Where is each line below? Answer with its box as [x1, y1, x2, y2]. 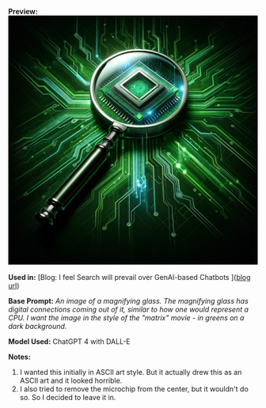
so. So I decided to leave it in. [19, 393, 116, 402]
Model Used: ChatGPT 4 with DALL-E [8, 337, 131, 346]
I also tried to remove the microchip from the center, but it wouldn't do [19, 384, 249, 394]
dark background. [8, 322, 67, 331]
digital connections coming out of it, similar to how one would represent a [8, 304, 249, 314]
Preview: [8, 7, 38, 16]
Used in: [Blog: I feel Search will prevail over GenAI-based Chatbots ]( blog [8, 273, 251, 281]
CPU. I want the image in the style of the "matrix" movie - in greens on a [8, 313, 245, 323]
